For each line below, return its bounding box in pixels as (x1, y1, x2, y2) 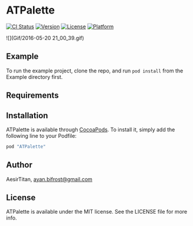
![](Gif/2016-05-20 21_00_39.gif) (6, 34, 84, 41)
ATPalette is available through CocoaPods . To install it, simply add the (6, 126, 175, 133)
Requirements (6, 91, 59, 101)
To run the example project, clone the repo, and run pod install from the (6, 67, 184, 74)
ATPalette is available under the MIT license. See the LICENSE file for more (6, 208, 187, 215)
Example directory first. (6, 73, 63, 80)
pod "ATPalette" (6, 144, 46, 149)
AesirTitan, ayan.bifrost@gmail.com (6, 175, 93, 182)
